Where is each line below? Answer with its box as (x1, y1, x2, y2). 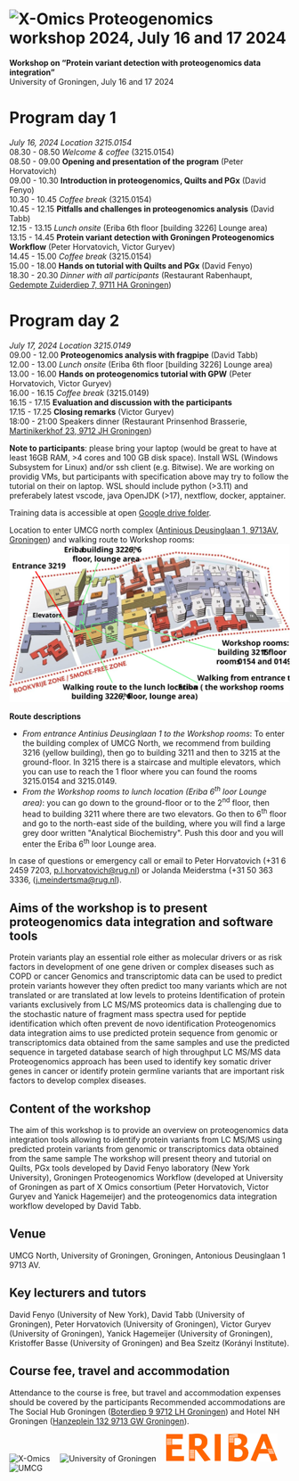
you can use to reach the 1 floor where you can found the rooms (21, 765, 258, 776)
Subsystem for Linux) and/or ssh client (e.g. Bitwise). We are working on (9, 461, 275, 472)
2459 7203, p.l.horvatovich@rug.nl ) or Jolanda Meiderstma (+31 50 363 (9, 865, 273, 876)
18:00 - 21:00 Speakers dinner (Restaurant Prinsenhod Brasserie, (9, 416, 247, 426)
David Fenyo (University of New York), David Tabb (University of (9, 1309, 246, 1320)
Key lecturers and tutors (9, 1286, 147, 1301)
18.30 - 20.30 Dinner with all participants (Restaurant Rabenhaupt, (9, 269, 253, 280)
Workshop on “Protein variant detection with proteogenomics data (9, 57, 261, 68)
